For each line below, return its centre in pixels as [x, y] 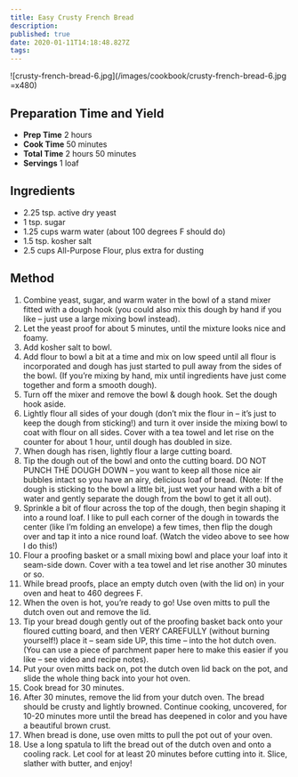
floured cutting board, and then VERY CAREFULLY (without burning [146, 631]
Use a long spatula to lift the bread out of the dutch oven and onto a [147, 744]
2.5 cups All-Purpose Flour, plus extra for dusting [113, 250]
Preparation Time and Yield [87, 113]
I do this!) [40, 546]
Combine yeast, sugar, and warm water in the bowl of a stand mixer [147, 300]
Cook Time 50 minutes [65, 144]
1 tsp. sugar [44, 222]
